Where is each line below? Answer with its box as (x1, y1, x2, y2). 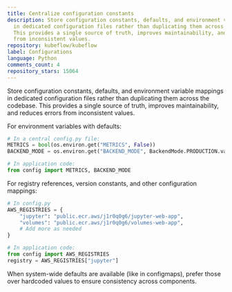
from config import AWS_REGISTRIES (7, 251, 110, 258)
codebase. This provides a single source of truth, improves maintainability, (7, 101, 220, 109)
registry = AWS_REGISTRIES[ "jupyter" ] (7, 257, 119, 264)
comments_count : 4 (7, 61, 60, 68)
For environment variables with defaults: (7, 122, 122, 130)
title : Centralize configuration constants (7, 10, 135, 17)
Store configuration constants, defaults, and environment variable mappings (7, 87, 224, 95)
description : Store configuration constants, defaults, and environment (7, 17, 221, 23)
